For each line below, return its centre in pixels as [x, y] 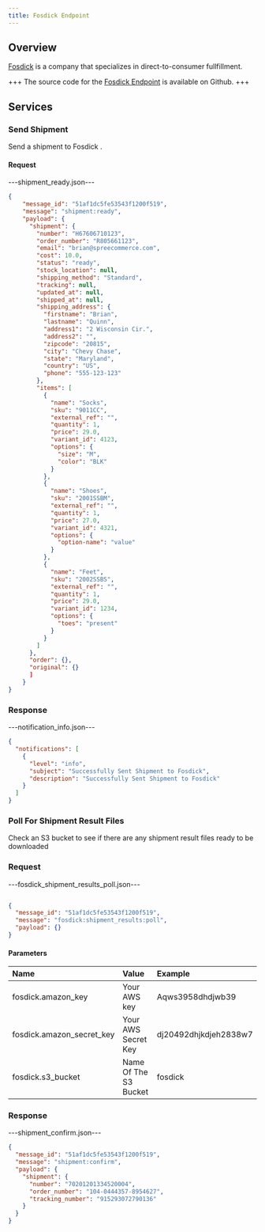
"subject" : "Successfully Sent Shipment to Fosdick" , [119, 771]
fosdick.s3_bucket [46, 1077]
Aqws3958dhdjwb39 [196, 997]
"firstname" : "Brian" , [80, 315]
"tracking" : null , [67, 285]
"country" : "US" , [72, 366]
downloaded [28, 847]
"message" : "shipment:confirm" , [69, 1162]
